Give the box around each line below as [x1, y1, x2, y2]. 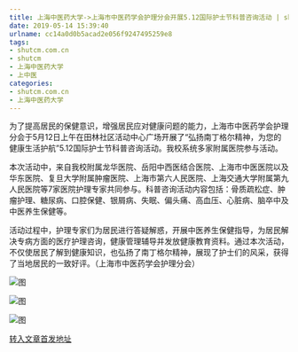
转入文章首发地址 [9, 333, 72, 344]
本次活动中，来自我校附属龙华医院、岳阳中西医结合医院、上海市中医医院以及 [9, 161, 289, 173]
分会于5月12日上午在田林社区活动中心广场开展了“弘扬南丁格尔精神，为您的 [9, 132, 282, 143]
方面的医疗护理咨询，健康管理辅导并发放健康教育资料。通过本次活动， [32, 236, 289, 246]
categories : [9, 79, 53, 88]
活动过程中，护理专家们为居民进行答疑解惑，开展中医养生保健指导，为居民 [9, 225, 281, 236]
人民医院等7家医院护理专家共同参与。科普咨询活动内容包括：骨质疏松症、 [9, 184, 278, 195]
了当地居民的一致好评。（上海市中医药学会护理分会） [9, 258, 200, 269]
